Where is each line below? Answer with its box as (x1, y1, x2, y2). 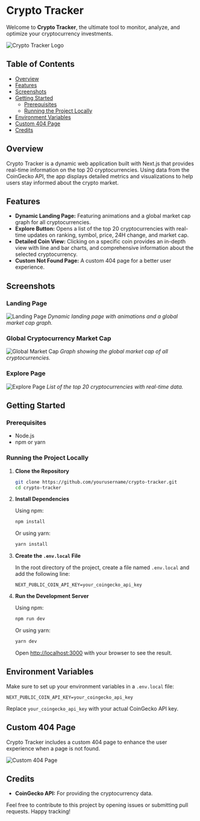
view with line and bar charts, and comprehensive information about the (14, 245, 194, 252)
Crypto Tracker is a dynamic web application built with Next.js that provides (6, 160, 195, 167)
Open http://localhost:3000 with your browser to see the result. (14, 649, 173, 657)
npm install (14, 519, 45, 525)
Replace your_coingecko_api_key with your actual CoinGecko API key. (6, 705, 179, 712)
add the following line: (14, 570, 70, 578)
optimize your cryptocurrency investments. (6, 30, 113, 37)
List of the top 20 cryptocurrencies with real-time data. (46, 383, 184, 390)
